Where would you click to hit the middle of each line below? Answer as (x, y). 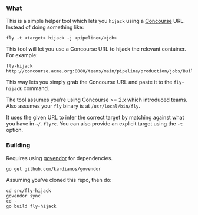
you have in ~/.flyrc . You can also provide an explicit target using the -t (95, 124)
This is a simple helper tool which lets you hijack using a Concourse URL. (96, 21)
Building (18, 145)
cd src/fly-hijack (29, 191)
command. (36, 88)
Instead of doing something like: (45, 27)
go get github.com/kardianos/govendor (54, 169)
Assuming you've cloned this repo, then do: (59, 180)
